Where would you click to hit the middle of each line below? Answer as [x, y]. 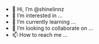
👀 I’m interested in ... [37, 15]
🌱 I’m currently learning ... [44, 22]
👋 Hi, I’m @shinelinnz [38, 9]
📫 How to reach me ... [40, 35]
